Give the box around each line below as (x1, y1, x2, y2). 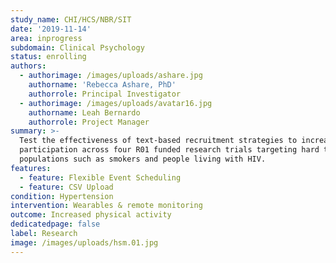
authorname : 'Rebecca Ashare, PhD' (28, 80, 177, 90)
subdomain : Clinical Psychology (10, 42, 145, 53)
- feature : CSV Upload (19, 182, 114, 192)
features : (10, 163, 52, 173)
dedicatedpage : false (10, 219, 101, 230)
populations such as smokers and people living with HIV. (19, 154, 267, 164)
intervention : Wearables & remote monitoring (10, 201, 203, 211)
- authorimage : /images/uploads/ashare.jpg (19, 71, 203, 81)
